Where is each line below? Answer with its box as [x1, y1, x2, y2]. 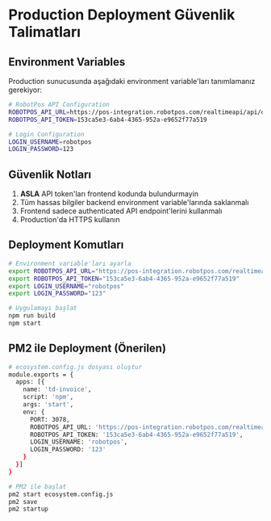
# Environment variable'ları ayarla [8, 259, 131, 267]
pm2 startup [8, 505, 48, 514]
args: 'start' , [23, 401, 74, 409]
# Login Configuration [8, 130, 85, 138]
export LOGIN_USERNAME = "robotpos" [8, 282, 125, 290]
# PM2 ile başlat [8, 482, 67, 490]
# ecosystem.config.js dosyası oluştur [8, 363, 143, 371]
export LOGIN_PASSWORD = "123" [8, 289, 106, 298]
